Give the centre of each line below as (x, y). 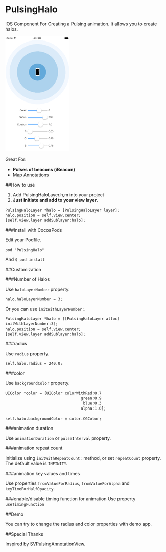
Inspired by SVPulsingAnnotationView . (45, 544)
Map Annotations (31, 175)
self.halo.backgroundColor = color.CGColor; (53, 419)
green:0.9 (91, 398)
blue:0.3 (92, 403)
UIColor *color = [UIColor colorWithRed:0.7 (53, 393)
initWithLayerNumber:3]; (32, 324)
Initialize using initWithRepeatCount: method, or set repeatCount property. (83, 458)
